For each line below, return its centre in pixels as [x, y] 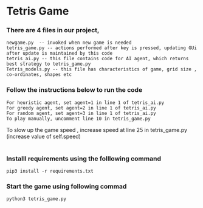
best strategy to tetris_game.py [49, 64]
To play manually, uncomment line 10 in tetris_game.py [78, 119]
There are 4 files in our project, [53, 30]
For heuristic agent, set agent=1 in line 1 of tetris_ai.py [85, 102]
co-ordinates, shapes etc [39, 75]
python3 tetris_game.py [36, 199]
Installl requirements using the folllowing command [84, 158]
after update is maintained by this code [60, 54]
